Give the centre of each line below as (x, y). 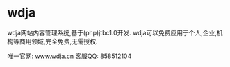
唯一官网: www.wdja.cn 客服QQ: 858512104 (69, 56)
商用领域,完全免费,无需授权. (59, 41)
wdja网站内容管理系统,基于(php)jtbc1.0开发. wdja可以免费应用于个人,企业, (112, 32)
